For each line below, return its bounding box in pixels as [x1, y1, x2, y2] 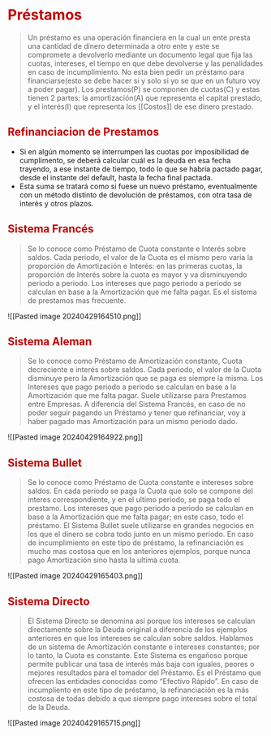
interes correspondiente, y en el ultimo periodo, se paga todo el [27, 495, 240, 504]
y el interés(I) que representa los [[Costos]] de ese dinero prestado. [27, 102, 254, 111]
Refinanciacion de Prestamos [7, 125, 160, 139]
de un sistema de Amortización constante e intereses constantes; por [27, 642, 260, 652]
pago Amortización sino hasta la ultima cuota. [27, 555, 181, 565]
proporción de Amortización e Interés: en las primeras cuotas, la [27, 261, 243, 271]
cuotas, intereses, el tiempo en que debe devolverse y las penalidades [27, 58, 264, 68]
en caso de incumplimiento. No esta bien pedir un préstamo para [27, 67, 245, 76]
